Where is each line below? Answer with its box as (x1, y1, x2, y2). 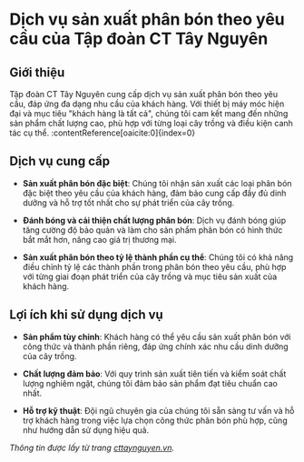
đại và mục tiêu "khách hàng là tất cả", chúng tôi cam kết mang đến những (9, 108, 289, 118)
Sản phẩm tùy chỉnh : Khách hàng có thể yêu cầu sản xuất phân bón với (22, 331, 291, 342)
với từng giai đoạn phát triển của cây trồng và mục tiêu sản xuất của (22, 271, 278, 282)
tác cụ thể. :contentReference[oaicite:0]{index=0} (9, 127, 196, 138)
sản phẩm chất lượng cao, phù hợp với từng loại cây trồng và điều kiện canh (9, 118, 293, 128)
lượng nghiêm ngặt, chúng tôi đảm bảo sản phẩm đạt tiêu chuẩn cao (22, 377, 279, 388)
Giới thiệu (9, 65, 65, 80)
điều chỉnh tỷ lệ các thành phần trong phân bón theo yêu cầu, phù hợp (22, 261, 287, 272)
